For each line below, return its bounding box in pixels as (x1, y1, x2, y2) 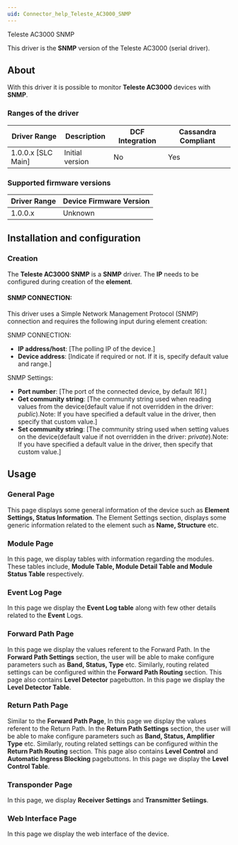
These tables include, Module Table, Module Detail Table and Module (7, 562, 212, 571)
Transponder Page (7, 780, 73, 790)
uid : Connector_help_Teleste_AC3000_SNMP (7, 10, 132, 18)
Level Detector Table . (7, 683, 72, 691)
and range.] (17, 360, 52, 368)
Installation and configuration (7, 232, 141, 244)
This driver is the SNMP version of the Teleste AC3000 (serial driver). (7, 43, 210, 52)
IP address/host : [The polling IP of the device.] (17, 344, 156, 352)
